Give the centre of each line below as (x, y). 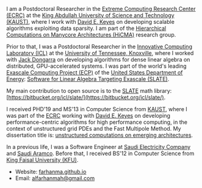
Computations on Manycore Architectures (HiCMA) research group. (91, 35)
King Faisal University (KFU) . (42, 160)
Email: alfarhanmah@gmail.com (55, 178)
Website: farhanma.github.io (51, 172)
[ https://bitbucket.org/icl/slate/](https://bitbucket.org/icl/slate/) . (86, 97)
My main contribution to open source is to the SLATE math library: (89, 91)
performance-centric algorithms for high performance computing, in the (97, 122)
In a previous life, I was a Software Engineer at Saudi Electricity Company (99, 147)
